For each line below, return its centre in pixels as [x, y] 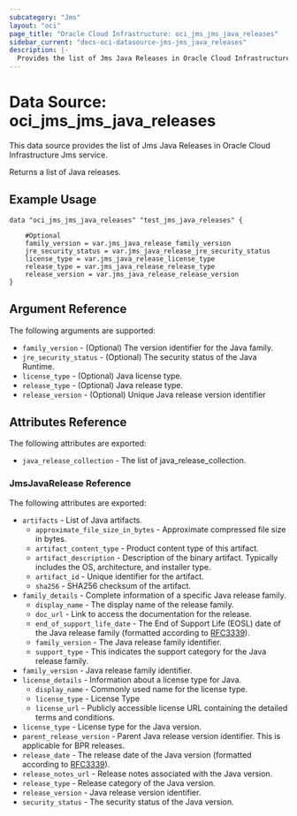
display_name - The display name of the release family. [134, 604]
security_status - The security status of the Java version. [128, 802]
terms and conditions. [75, 717]
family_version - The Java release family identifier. [129, 642]
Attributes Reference [68, 422]
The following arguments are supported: [83, 330]
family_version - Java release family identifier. [107, 670]
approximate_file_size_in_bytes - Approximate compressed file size [160, 529]
